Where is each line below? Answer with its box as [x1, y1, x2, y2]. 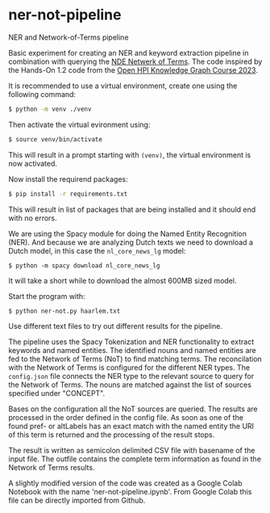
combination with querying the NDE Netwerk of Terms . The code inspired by [8, 57, 263, 66]
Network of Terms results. [8, 463, 95, 473]
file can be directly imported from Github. [8, 495, 146, 506]
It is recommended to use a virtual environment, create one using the [8, 81, 238, 90]
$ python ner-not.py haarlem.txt [8, 307, 121, 315]
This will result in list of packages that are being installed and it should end [8, 204, 256, 214]
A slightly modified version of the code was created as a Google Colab [8, 478, 243, 488]
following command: [8, 89, 77, 99]
